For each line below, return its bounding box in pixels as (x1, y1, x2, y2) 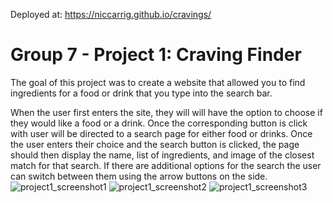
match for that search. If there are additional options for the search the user (10, 159, 322, 171)
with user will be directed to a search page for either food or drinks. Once (10, 127, 313, 139)
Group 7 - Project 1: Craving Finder (10, 44, 302, 66)
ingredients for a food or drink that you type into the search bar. (10, 87, 273, 99)
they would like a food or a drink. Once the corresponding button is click (10, 117, 308, 129)
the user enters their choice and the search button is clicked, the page (10, 138, 300, 150)
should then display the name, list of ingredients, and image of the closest (10, 149, 315, 161)
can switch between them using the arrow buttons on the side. (10, 170, 268, 182)
